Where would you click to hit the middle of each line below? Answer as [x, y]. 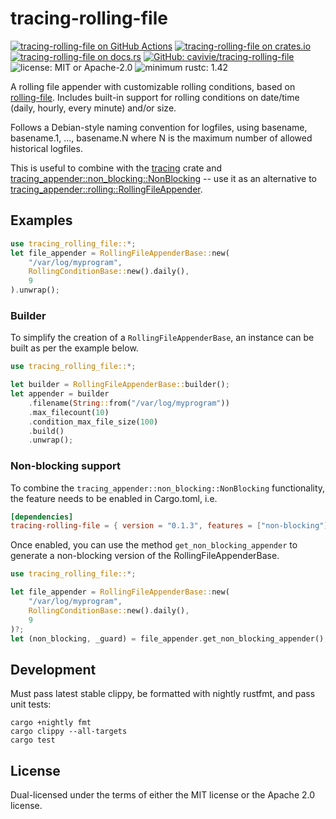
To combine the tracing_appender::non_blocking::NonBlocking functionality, [168, 488]
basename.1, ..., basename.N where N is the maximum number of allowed [161, 138]
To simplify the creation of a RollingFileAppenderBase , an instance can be [162, 338]
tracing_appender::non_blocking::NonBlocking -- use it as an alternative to [163, 178]
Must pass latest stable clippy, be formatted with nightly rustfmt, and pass [163, 694]
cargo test [33, 740]
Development [53, 669]
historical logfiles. [46, 148]
